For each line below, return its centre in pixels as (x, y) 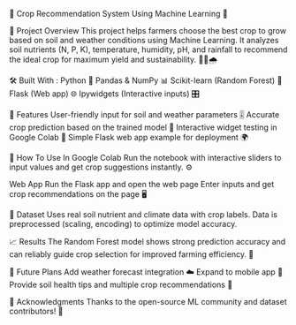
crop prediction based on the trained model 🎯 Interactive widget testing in (143, 127)
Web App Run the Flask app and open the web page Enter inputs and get (142, 184)
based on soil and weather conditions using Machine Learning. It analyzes (144, 40)
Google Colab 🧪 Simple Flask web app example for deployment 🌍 (129, 137)
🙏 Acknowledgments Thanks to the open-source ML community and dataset (148, 302)
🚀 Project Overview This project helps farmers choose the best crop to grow (148, 30)
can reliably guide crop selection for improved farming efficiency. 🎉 (132, 254)
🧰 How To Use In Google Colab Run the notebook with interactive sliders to (145, 158)
